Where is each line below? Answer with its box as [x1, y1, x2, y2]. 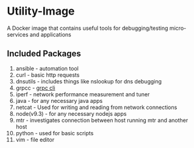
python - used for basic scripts [15, 129, 94, 136]
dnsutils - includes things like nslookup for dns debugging [15, 77, 162, 85]
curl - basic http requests [15, 71, 80, 79]
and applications [29, 30, 72, 38]
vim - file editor [15, 136, 54, 143]
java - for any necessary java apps [15, 97, 103, 104]
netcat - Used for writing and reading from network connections [15, 104, 178, 111]
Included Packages [7, 49, 81, 59]
